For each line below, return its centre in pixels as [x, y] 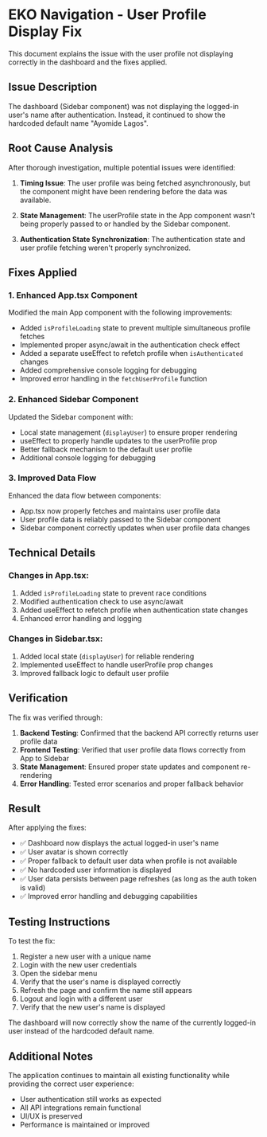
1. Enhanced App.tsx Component [73, 295]
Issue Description [53, 87]
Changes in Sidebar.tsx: [56, 639]
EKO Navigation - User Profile [107, 15]
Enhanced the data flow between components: [85, 495]
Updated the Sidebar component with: [71, 416]
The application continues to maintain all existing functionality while [119, 1076]
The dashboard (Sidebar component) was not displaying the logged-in [124, 106]
